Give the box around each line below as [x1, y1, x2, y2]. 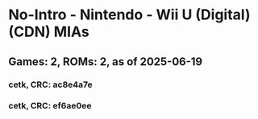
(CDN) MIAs [8, 23, 90, 41]
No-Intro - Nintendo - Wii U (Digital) [8, 6, 251, 24]
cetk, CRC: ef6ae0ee [8, 101, 92, 112]
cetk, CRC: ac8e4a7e [8, 79, 93, 90]
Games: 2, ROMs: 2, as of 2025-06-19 [8, 55, 203, 68]
